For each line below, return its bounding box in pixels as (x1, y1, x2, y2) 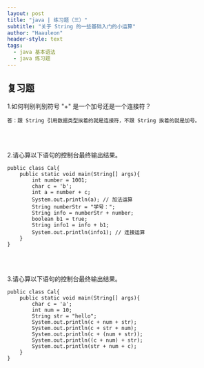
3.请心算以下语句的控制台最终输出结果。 (7, 274, 122, 283)
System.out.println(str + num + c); (32, 342, 137, 349)
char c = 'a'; (32, 300, 72, 307)
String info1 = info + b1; (32, 222, 110, 229)
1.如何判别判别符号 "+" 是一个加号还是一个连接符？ (7, 101, 152, 110)
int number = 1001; (32, 177, 88, 184)
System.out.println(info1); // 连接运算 (32, 229, 145, 235)
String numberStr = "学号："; (32, 203, 116, 211)
